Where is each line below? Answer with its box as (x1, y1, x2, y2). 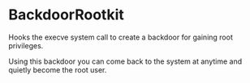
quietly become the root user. (8, 64, 107, 74)
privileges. (8, 40, 44, 50)
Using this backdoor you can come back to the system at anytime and (8, 56, 243, 66)
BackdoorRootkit (8, 6, 124, 24)
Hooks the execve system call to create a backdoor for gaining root (8, 32, 233, 42)
